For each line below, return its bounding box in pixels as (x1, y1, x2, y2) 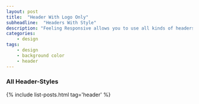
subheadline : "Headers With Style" (6, 19, 97, 25)
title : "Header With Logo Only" (6, 14, 89, 20)
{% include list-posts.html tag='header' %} (6, 91, 111, 98)
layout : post (6, 8, 38, 15)
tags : (6, 42, 20, 48)
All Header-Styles (6, 77, 59, 86)
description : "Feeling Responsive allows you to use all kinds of (6, 25, 174, 31)
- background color (17, 53, 65, 58)
